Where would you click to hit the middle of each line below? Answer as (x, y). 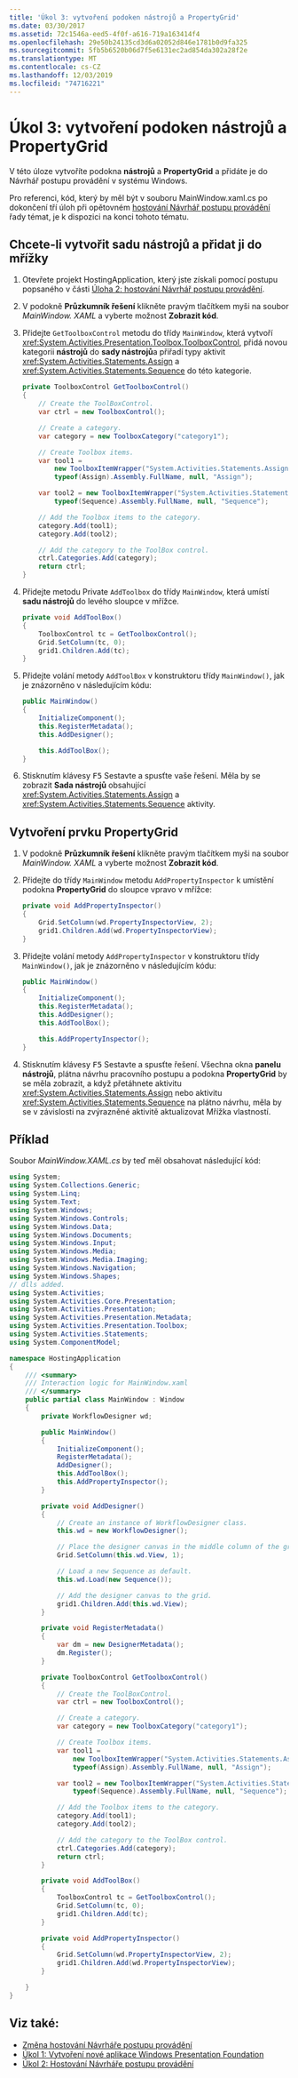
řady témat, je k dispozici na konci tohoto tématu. (99, 216)
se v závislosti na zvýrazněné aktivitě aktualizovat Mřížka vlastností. (146, 1111)
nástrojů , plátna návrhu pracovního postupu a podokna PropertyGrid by (154, 1074)
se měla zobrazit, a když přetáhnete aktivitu (102, 1083)
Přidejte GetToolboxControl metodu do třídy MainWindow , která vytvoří (147, 333)
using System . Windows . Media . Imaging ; (79, 1260)
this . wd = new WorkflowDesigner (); (122, 1531)
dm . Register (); (85, 1653)
